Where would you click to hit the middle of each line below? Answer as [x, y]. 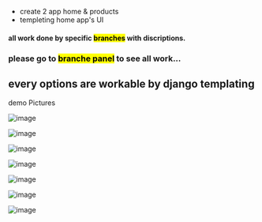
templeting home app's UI [62, 20]
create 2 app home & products [69, 11]
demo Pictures [32, 103]
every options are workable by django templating [131, 83]
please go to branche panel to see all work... [95, 58]
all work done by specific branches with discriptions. [97, 38]
